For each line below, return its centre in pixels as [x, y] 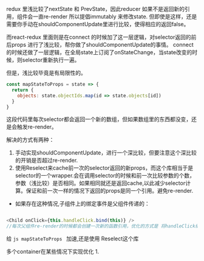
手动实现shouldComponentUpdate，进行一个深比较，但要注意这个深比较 [106, 153]
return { [23, 90]
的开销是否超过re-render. [46, 161]
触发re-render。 [37, 127]
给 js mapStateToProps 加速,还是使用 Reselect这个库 [73, 238]
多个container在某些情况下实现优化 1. [53, 252]
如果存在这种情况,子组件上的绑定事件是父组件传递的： [82, 204]
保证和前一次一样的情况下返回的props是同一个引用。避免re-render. [110, 191]
